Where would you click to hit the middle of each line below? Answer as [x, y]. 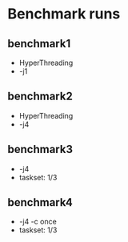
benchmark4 [40, 202]
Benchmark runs [64, 14]
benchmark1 [39, 44]
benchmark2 [40, 97]
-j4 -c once [38, 222]
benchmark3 [40, 149]
